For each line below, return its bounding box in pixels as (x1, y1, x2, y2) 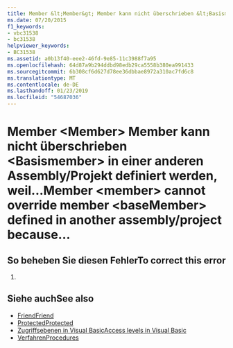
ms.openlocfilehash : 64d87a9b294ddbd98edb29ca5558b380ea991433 (7, 62, 194, 69)
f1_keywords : (7, 23, 45, 30)
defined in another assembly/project (7, 212, 222, 228)
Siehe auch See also (7, 293, 94, 305)
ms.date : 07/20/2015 (7, 17, 67, 24)
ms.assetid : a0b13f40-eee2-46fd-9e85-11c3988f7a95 (7, 55, 157, 62)
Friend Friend (17, 311, 54, 320)
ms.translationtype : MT (7, 74, 76, 82)
